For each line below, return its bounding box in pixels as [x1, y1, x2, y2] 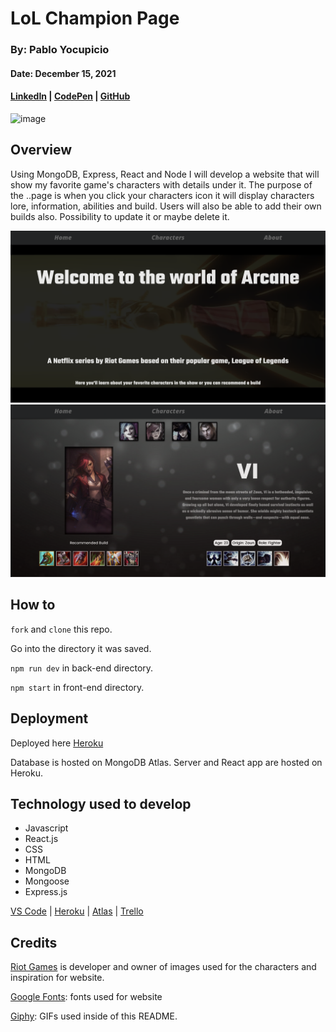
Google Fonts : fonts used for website [10, 991, 163, 1003]
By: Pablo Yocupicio [10, 43, 110, 57]
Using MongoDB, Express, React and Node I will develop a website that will [10, 168, 320, 180]
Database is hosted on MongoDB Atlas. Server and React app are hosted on [10, 756, 323, 768]
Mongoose [24, 875, 70, 887]
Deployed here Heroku [10, 737, 104, 749]
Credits [10, 934, 58, 951]
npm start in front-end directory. [10, 681, 145, 693]
